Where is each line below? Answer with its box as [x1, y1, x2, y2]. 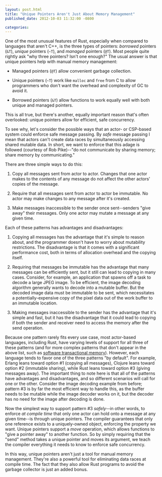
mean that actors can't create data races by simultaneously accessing [5, 137, 145, 143]
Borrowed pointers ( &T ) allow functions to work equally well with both [12, 97, 150, 103]
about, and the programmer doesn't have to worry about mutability [12, 239, 146, 245]
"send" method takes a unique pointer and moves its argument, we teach [5, 437, 151, 443]
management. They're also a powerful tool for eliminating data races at [5, 456, 147, 462]
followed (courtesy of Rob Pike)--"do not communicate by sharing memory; [5, 147, 156, 153]
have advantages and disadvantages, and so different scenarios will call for [5, 376, 156, 382]
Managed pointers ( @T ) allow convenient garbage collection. [12, 68, 132, 74]
